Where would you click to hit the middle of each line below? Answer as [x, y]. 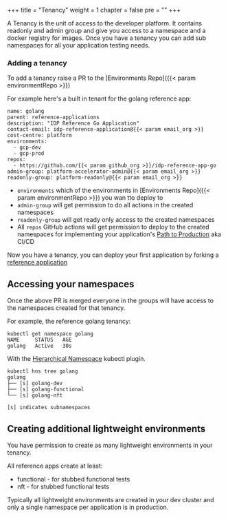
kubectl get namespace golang [50, 334]
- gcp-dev [27, 147]
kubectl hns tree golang [43, 371]
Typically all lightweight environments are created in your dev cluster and [111, 499]
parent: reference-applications [53, 117]
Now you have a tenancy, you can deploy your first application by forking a [113, 255]
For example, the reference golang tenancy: [69, 321]
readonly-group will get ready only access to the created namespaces [116, 220]
